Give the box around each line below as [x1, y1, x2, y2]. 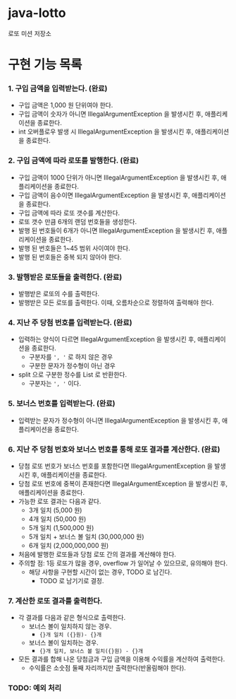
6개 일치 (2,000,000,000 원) [28, 541, 109, 549]
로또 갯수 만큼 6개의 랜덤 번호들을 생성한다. [18, 217, 137, 225]
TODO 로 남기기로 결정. [39, 576, 104, 585]
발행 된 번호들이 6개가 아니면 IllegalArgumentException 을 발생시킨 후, [18, 226, 215, 235]
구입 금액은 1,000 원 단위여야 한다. [18, 101, 113, 110]
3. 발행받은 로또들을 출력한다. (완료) [8, 272, 123, 282]
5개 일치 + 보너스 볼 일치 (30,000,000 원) [28, 532, 144, 541]
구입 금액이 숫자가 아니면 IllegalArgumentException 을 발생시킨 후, [18, 110, 204, 118]
